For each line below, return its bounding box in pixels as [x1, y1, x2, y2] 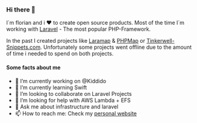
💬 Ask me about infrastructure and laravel [14, 102, 119, 110]
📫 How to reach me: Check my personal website [14, 110, 137, 117]
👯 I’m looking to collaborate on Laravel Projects [14, 90, 132, 97]
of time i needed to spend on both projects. [6, 50, 114, 57]
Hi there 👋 [6, 5, 36, 14]
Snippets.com [6, 43, 41, 51]
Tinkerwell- [146, 37, 175, 45]
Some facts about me [6, 63, 61, 71]
